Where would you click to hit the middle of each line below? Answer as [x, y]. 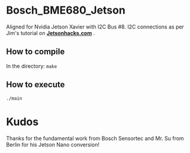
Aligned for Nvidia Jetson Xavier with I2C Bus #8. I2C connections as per [95, 27]
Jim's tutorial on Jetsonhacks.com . [51, 33]
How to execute [36, 85]
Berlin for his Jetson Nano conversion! [53, 144]
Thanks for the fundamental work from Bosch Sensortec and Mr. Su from [95, 138]
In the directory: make [32, 66]
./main [14, 98]
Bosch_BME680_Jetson [66, 10]
